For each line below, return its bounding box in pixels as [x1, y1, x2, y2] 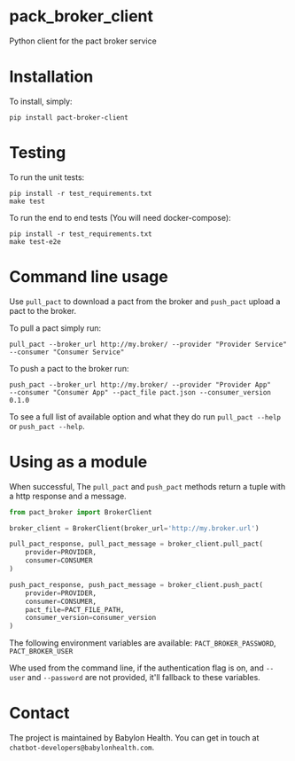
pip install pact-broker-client [9, 113, 128, 122]
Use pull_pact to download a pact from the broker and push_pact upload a [9, 295, 281, 307]
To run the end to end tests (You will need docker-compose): [9, 212, 232, 223]
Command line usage [9, 267, 168, 286]
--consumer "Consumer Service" [9, 348, 125, 357]
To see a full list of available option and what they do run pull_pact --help [9, 411, 282, 422]
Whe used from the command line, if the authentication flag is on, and [9, 663, 264, 673]
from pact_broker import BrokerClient [9, 507, 152, 516]
